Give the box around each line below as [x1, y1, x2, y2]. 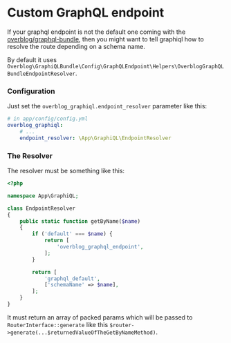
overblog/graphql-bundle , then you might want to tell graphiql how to [7, 35, 204, 43]
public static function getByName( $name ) [19, 217, 140, 225]
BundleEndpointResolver [7, 70, 76, 77]
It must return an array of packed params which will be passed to [7, 313, 193, 322]
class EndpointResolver [7, 205, 76, 212]
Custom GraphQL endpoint [7, 5, 165, 21]
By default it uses [7, 55, 57, 63]
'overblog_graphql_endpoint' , [56, 244, 144, 251]
